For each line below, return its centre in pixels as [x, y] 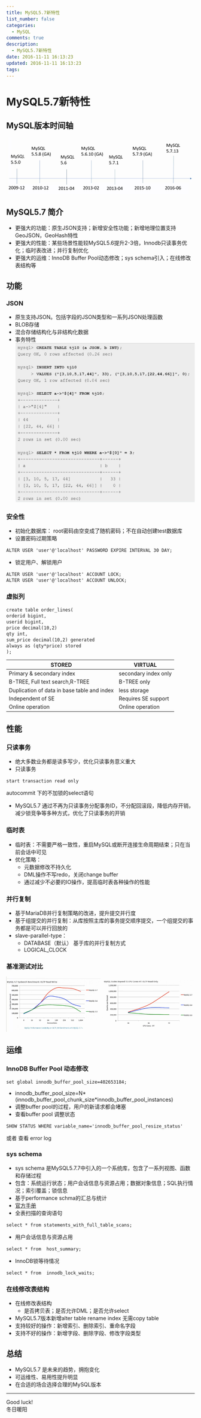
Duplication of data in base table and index [61, 690]
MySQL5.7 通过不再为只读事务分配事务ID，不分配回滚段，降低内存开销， [104, 806]
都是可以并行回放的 [44, 928]
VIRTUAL [145, 664]
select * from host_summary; [44, 1249]
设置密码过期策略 [36, 539]
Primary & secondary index [42, 673]
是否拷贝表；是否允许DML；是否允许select [76, 1310]
